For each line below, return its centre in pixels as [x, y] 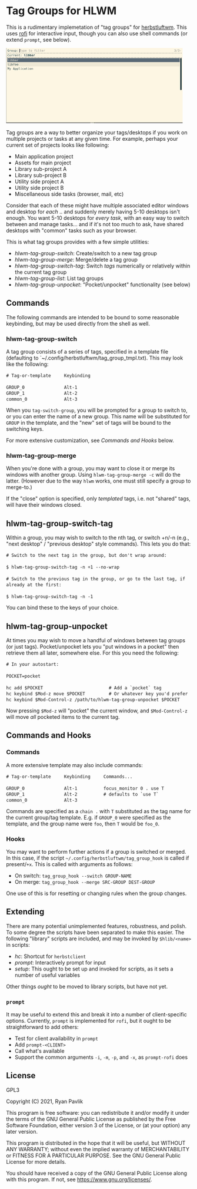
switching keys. [25, 429]
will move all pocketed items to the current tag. [63, 716]
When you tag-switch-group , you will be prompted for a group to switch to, [97, 410]
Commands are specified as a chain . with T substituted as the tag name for [98, 811]
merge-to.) [19, 487]
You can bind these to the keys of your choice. [62, 607]
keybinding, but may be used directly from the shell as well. [78, 323]
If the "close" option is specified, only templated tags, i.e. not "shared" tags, [98, 498]
